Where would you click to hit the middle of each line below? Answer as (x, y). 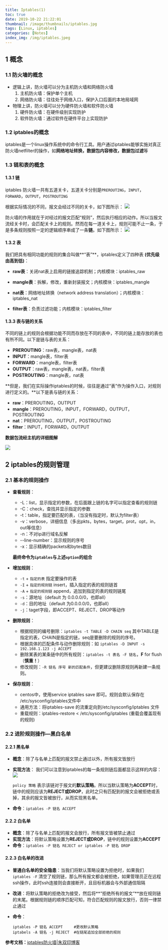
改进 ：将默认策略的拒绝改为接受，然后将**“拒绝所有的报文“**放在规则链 (87, 893)
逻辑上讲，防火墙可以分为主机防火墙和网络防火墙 (63, 87)
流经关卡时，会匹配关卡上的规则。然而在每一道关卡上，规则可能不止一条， (82, 223)
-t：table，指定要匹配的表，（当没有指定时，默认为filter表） (81, 515)
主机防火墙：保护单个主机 (46, 93)
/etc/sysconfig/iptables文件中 (50, 701)
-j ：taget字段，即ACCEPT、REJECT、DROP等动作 (72, 610)
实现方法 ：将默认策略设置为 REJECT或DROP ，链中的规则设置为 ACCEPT (86, 839)
